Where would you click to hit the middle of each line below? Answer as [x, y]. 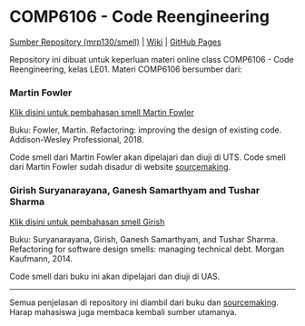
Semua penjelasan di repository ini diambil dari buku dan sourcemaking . [144, 302]
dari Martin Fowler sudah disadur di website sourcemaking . [120, 167]
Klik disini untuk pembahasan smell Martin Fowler [102, 113]
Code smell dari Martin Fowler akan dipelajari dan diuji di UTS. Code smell [148, 157]
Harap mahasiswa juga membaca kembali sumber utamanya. [123, 311]
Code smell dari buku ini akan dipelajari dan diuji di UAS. [115, 276]
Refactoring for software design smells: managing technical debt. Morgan [147, 249]
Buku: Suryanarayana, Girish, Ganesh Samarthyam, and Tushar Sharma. [144, 239]
